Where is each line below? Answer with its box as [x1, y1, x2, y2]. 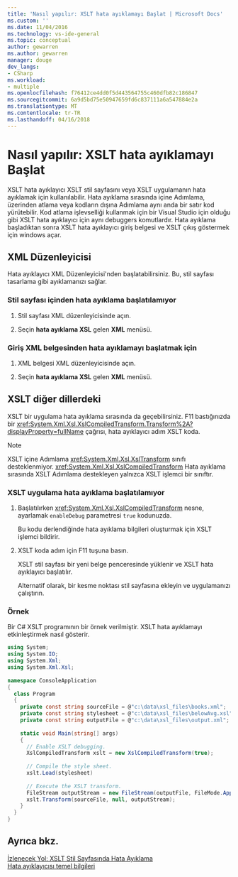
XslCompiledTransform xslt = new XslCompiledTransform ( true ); [25, 750, 214, 757]
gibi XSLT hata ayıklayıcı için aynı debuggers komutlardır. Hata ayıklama [7, 215, 216, 224]
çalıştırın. [17, 589, 45, 597]
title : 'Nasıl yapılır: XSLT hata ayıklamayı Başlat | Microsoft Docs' [7, 10, 223, 18]
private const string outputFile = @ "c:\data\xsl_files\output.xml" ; [20, 717, 230, 724]
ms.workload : [7, 76, 46, 84]
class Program [13, 690, 55, 697]
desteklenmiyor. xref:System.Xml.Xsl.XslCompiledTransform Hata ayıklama [7, 462, 226, 471]
